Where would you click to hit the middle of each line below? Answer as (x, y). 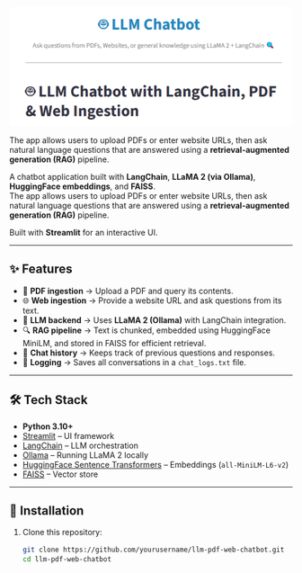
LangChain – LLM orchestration (80, 445)
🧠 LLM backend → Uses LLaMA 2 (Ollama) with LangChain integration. (154, 320)
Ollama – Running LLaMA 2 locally (85, 455)
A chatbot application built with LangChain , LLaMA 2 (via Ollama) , (133, 176)
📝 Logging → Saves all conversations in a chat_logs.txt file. (134, 362)
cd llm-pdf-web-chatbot (67, 560)
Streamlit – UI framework (68, 435)
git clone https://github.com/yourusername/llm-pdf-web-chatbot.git (153, 550)
